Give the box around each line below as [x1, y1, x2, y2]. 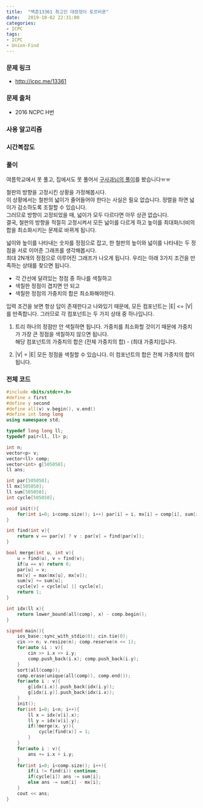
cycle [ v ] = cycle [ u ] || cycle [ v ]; [17, 583, 104, 589]
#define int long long [6, 411, 63, 417]
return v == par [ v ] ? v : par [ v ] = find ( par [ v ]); [17, 533, 145, 539]
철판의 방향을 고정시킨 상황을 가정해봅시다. [6, 188, 107, 196]
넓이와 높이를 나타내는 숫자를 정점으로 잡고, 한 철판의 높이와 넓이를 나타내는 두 [6, 239, 190, 246]
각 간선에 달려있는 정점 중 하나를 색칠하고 [14, 274, 112, 281]
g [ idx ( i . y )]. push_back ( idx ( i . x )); [28, 690, 115, 696]
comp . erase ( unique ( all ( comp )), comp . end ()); [17, 673, 131, 679]
